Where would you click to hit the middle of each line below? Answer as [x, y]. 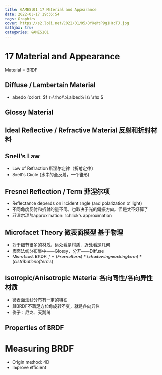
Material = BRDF [21, 70]
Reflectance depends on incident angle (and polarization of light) [77, 203]
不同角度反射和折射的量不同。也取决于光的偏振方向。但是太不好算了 [80, 209]
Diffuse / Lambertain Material [50, 85]
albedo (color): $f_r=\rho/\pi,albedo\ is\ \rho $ [58, 97]
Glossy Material [29, 112]
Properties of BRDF [34, 328]
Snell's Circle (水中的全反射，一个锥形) [51, 175]
